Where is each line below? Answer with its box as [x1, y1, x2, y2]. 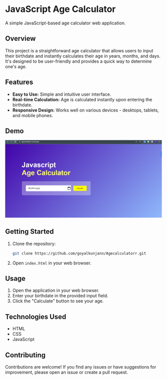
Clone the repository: [12, 241, 56, 247]
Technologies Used [5, 312, 66, 321]
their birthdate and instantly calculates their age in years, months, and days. [5, 53, 161, 59]
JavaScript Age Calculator [5, 3, 116, 15]
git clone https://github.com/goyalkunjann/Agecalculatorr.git [12, 251, 147, 256]
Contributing [5, 351, 46, 359]
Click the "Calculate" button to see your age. [12, 298, 104, 304]
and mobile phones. [12, 112, 53, 118]
